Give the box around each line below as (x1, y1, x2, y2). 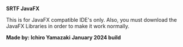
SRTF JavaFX (6, 5, 40, 12)
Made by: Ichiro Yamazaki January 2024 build (6, 34, 121, 41)
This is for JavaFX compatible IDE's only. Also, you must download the (6, 16, 177, 23)
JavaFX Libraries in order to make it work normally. (6, 23, 129, 29)
